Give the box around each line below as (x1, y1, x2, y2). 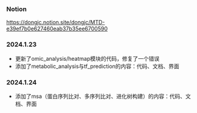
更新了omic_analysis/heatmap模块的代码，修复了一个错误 (15, 55, 160, 62)
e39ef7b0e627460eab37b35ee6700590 (6, 25, 108, 32)
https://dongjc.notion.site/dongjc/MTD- (6, 19, 105, 26)
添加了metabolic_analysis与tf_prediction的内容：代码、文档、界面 (15, 63, 179, 70)
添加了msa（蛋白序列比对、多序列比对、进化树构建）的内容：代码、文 (15, 92, 192, 100)
